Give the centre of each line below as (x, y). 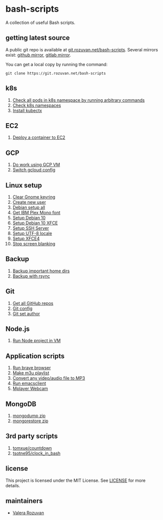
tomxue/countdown (32, 448)
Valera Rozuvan (28, 513)
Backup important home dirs (41, 271)
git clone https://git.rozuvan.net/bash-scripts (56, 73)
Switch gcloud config (34, 170)
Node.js (18, 329)
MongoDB (21, 404)
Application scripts (35, 356)
